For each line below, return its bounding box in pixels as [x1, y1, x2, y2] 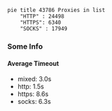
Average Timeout [7, 59, 59, 67]
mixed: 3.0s [17, 75, 51, 83]
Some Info [7, 41, 44, 51]
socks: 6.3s [17, 98, 51, 106]
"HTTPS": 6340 [20, 19, 61, 26]
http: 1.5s [17, 82, 44, 91]
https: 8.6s [17, 90, 49, 98]
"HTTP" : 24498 [20, 13, 65, 20]
